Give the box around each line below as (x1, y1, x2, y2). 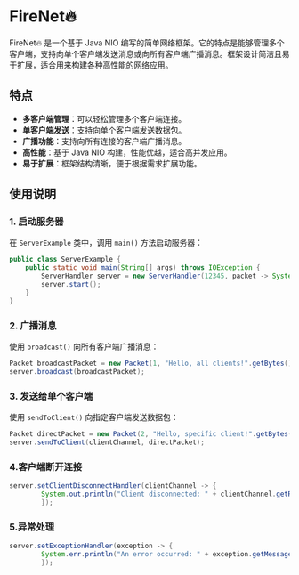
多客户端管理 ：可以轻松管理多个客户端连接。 (21, 113, 187, 124)
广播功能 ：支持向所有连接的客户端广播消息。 (21, 135, 187, 146)
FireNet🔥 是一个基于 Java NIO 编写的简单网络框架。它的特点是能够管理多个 (9, 37, 285, 48)
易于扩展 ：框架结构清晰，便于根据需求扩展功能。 (21, 158, 202, 168)
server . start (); (41, 280, 101, 289)
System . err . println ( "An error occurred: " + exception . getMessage (41, 549, 293, 558)
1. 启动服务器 (9, 215, 64, 228)
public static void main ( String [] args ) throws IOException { (25, 263, 261, 272)
